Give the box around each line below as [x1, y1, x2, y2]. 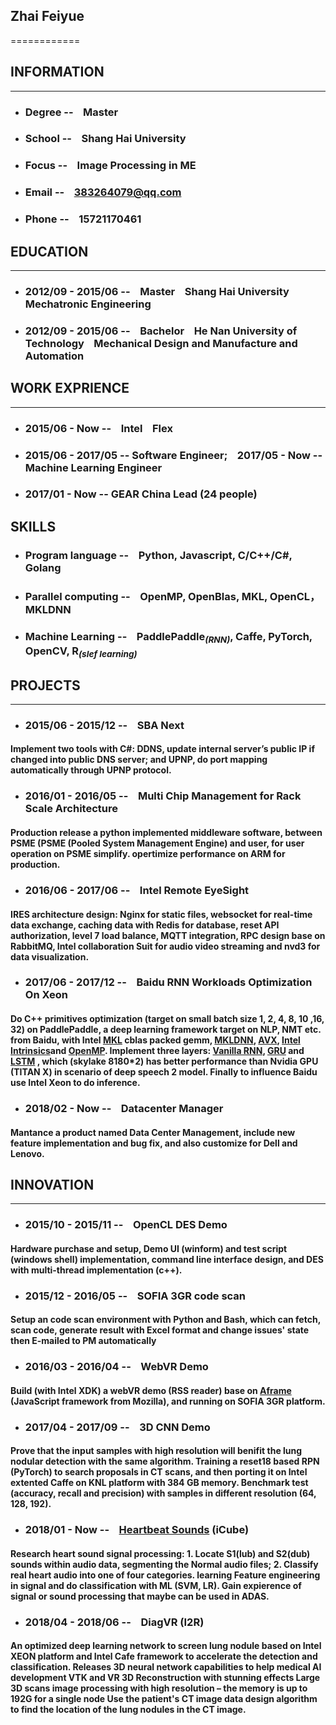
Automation [24, 349, 85, 363]
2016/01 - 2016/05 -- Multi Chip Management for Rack [24, 789, 302, 803]
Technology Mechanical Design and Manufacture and [24, 336, 298, 350]
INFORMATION [10, 64, 105, 81]
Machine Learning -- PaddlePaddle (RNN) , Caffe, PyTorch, [24, 629, 313, 645]
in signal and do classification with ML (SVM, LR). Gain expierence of [10, 1579, 302, 1591]
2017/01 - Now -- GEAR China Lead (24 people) [24, 487, 258, 501]
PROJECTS [10, 677, 81, 694]
